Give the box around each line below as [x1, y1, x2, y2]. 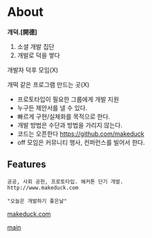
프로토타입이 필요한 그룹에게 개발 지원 [17, 95, 120, 103]
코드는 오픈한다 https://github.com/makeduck [17, 129, 144, 138]
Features [7, 159, 46, 170]
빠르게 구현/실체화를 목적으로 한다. [17, 112, 111, 121]
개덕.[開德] [7, 28, 37, 36]
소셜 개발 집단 [17, 42, 55, 50]
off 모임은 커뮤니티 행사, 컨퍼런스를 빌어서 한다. [17, 138, 145, 146]
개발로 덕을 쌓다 [17, 51, 60, 59]
